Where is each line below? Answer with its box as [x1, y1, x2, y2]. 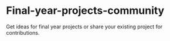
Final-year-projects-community [6, 4, 165, 17]
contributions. [6, 29, 40, 36]
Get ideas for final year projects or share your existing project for [6, 23, 163, 30]
